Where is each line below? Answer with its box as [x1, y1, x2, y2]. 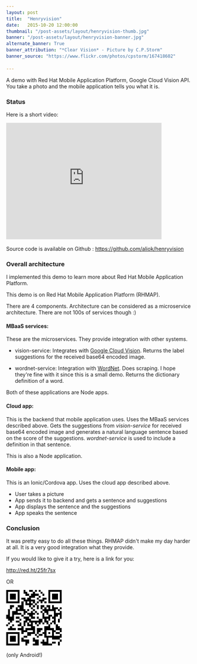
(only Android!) [6, 652, 43, 659]
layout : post [6, 9, 38, 15]
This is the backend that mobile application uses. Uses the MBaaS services [6, 415, 189, 423]
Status [6, 98, 25, 106]
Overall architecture [6, 260, 65, 268]
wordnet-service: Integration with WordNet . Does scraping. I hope [14, 365, 176, 372]
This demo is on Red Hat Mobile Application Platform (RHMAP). [6, 291, 160, 298]
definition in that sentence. [6, 441, 72, 448]
